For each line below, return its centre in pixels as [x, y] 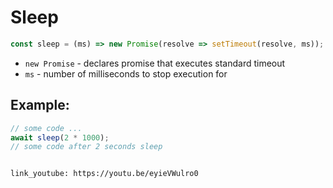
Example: [40, 105]
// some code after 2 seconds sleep [86, 147]
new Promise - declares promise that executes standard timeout [155, 63]
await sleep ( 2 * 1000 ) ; [60, 137]
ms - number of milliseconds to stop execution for [126, 73]
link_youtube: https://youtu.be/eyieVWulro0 [104, 174]
